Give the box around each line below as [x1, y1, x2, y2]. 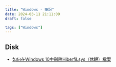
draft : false [5, 16, 32, 21]
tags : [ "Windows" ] [5, 25, 43, 30]
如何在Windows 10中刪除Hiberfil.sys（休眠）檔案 [12, 56, 111, 62]
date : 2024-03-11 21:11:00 [5, 12, 60, 17]
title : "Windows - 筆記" [5, 7, 54, 12]
